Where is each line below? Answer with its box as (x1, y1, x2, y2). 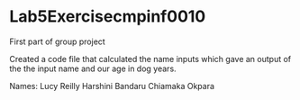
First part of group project (9, 36, 105, 47)
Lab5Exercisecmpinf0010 (9, 6, 206, 27)
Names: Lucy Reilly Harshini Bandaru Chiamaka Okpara (9, 80, 214, 91)
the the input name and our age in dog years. (9, 63, 177, 74)
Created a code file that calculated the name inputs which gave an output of (9, 53, 292, 64)
